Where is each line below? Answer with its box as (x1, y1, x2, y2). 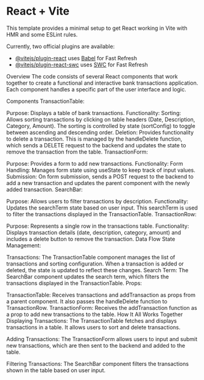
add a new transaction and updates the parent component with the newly (6, 179, 190, 186)
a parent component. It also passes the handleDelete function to (6, 297, 167, 305)
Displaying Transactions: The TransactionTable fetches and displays (6, 317, 177, 324)
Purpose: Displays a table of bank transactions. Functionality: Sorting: (6, 109, 181, 116)
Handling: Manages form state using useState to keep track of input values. (6, 166, 196, 174)
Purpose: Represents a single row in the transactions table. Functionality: (6, 222, 189, 230)
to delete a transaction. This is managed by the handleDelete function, (6, 135, 183, 142)
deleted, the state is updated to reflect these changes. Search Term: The (6, 266, 189, 273)
